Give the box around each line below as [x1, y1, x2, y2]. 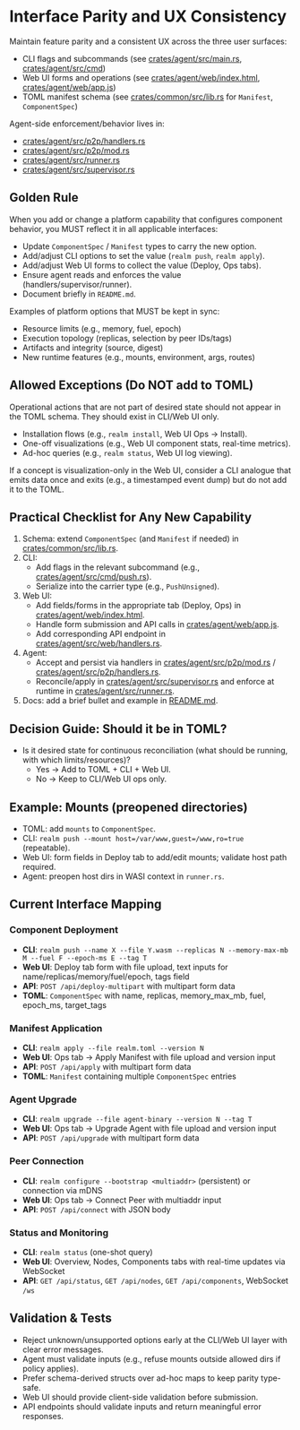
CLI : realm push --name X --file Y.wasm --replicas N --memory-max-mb [21, 943, 288, 955]
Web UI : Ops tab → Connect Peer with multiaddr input [21, 1194, 222, 1205]
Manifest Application [9, 1021, 103, 1034]
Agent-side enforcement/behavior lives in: [9, 118, 166, 129]
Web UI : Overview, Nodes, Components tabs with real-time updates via [21, 1256, 286, 1267]
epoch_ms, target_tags [21, 999, 107, 1010]
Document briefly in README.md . [21, 289, 136, 299]
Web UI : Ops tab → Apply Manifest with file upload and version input [21, 1051, 276, 1063]
